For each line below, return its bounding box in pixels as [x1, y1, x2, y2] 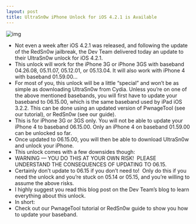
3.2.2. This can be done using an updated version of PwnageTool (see [14, 104, 185, 111]
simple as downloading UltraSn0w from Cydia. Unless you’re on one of [14, 85, 187, 93]
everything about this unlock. [14, 192, 86, 199]
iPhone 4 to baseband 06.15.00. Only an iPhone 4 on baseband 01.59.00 [14, 123, 190, 130]
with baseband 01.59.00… [14, 73, 78, 80]
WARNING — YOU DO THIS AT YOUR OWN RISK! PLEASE [14, 154, 156, 162]
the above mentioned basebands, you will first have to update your [14, 92, 178, 99]
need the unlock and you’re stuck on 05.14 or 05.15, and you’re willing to [14, 173, 190, 180]
